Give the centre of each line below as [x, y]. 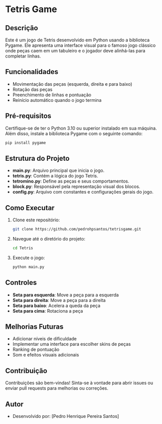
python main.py [28, 267]
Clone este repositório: [36, 220]
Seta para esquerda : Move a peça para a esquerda [66, 295]
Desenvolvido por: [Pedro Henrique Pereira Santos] [66, 416]
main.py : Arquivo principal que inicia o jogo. [58, 170]
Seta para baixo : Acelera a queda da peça [56, 306]
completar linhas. [23, 56]
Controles [21, 283]
